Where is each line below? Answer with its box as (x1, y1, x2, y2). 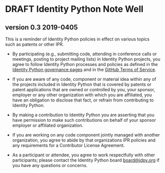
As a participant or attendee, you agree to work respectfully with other (12, 152, 155, 158)
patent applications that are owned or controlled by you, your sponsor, (12, 87, 155, 92)
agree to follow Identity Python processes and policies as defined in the (12, 62, 158, 67)
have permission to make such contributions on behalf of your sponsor (12, 117, 156, 123)
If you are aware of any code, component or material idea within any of (12, 76, 157, 82)
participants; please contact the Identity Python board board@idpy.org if (12, 157, 160, 163)
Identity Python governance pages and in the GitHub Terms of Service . (12, 67, 157, 72)
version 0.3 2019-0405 (5, 23, 78, 32)
